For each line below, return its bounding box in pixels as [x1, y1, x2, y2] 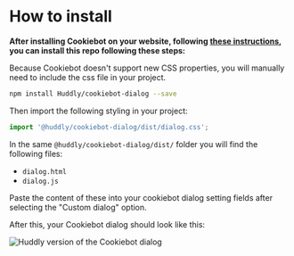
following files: [9, 148, 63, 159]
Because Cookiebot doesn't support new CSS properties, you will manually [9, 62, 285, 73]
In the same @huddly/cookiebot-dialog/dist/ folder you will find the [9, 138, 258, 149]
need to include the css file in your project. [9, 71, 167, 82]
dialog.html [21, 167, 67, 176]
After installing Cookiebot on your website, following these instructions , [9, 36, 282, 46]
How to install [9, 6, 113, 27]
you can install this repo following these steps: [9, 45, 185, 55]
